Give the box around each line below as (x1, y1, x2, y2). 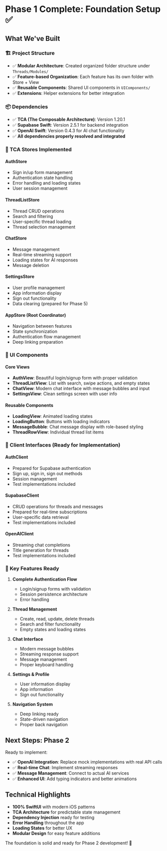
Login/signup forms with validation (19, 586, 91, 592)
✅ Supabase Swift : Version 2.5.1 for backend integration (12, 122, 129, 128)
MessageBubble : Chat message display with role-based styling (12, 424, 144, 430)
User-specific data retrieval (12, 514, 69, 520)
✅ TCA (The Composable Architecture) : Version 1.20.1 (12, 116, 126, 123)
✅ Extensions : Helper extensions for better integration (12, 90, 125, 96)
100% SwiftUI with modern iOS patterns (12, 804, 96, 810)
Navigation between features (12, 323, 72, 329)
